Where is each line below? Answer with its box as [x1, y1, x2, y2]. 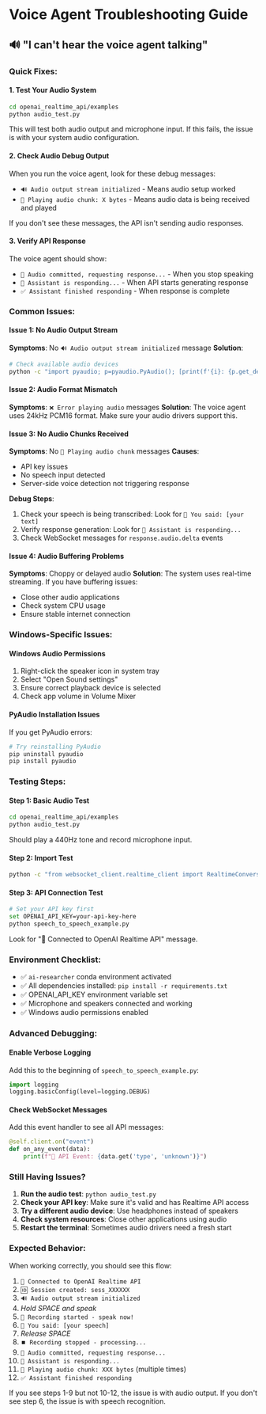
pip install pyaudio [9, 758, 77, 766]
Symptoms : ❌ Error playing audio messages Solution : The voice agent [9, 402, 246, 412]
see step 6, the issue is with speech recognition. [9, 1396, 167, 1406]
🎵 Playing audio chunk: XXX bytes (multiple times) [20, 1364, 186, 1374]
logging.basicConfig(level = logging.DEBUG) [9, 1088, 151, 1096]
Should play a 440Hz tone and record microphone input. [9, 835, 193, 845]
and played [20, 203, 58, 212]
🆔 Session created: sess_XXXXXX [20, 1286, 130, 1294]
